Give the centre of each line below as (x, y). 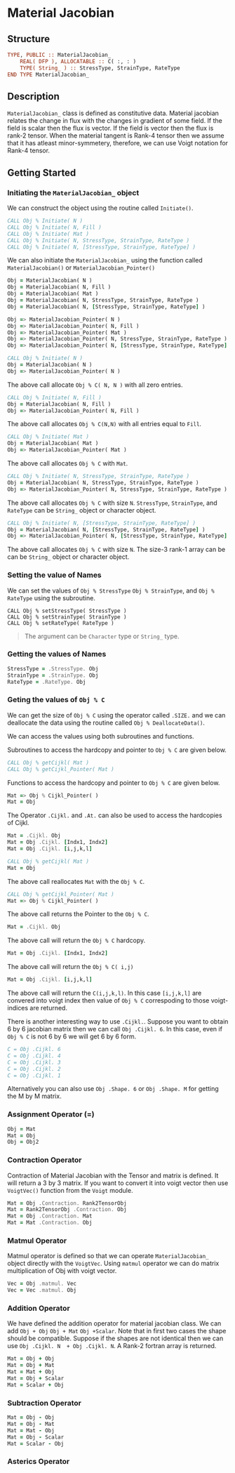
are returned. (49, 1008)
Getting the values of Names (57, 654)
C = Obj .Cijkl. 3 (34, 1062)
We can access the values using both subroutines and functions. (101, 736)
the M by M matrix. (34, 1096)
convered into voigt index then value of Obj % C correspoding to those (108, 1000)
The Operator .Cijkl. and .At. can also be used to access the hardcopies (115, 815)
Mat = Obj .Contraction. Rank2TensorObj (67, 1203)
